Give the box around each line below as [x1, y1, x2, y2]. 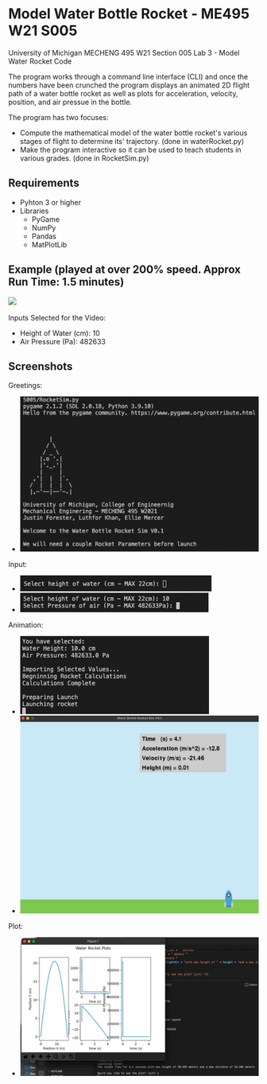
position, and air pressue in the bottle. [8, 97, 133, 107]
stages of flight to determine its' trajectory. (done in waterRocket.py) [19, 136, 245, 146]
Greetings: [8, 381, 43, 390]
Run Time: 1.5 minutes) [8, 275, 125, 289]
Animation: [8, 620, 44, 630]
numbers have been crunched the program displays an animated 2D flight [8, 80, 250, 90]
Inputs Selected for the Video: [8, 313, 106, 322]
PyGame [31, 214, 60, 223]
